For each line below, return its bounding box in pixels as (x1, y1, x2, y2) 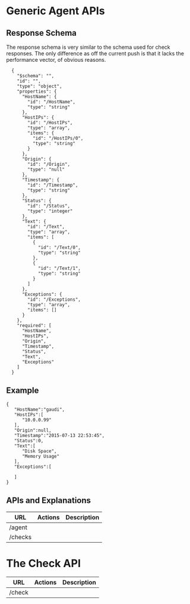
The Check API (6, 556, 81, 570)
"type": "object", (17, 83, 62, 89)
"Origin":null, (14, 427, 52, 433)
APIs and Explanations (6, 495, 91, 506)
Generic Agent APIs (6, 4, 105, 18)
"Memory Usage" (21, 453, 60, 459)
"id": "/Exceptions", (27, 297, 81, 303)
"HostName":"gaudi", (14, 406, 65, 413)
